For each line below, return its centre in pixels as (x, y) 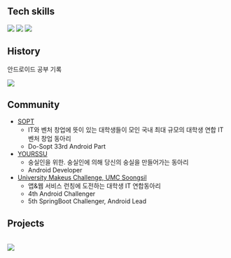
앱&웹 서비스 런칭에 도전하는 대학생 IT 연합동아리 (94, 186)
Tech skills (31, 12)
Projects (26, 223)
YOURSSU (32, 154)
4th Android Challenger (62, 194)
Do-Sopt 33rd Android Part (67, 147)
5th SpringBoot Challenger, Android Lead (87, 201)
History (24, 52)
